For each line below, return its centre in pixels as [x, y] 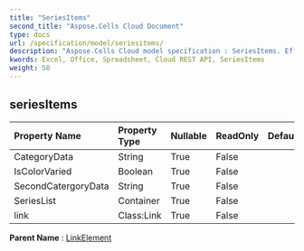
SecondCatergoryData [62, 186]
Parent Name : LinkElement [61, 237]
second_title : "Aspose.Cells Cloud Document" [96, 26]
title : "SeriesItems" [50, 18]
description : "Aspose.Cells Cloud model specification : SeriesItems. [145, 51]
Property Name [47, 135]
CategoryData [44, 156]
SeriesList [35, 200]
